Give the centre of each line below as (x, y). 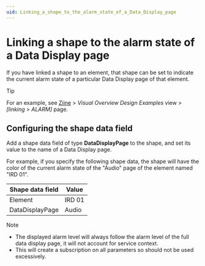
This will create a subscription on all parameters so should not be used (104, 250)
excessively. (31, 256)
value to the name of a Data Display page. (59, 150)
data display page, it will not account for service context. (87, 243)
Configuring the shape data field (69, 128)
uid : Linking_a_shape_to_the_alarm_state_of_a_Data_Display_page (91, 12)
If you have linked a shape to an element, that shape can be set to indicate (100, 72)
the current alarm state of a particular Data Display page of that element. (98, 79)
